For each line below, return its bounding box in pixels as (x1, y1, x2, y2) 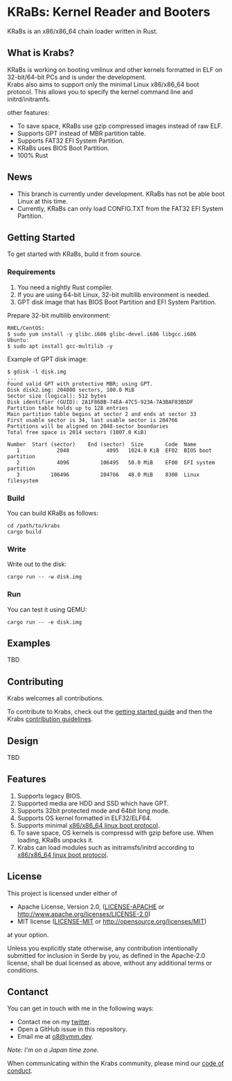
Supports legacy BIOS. (17, 792, 82, 800)
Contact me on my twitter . (17, 1018, 91, 1026)
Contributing (7, 675, 64, 687)
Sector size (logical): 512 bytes (7, 392, 107, 399)
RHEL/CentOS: (7, 325, 45, 331)
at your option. (7, 930, 49, 938)
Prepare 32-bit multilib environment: (7, 311, 111, 319)
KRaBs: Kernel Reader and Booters (7, 4, 211, 20)
